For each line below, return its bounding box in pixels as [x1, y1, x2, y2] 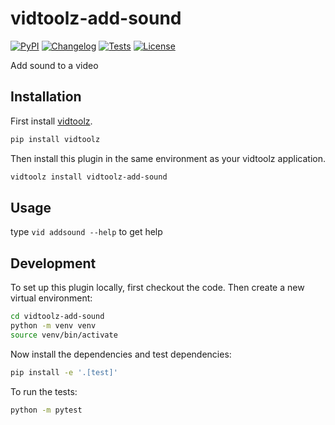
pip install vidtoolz [10, 134, 101, 144]
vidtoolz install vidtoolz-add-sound [10, 172, 168, 182]
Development [10, 255, 97, 272]
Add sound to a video [10, 59, 99, 71]
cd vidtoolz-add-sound [10, 312, 105, 322]
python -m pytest [10, 405, 83, 415]
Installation [10, 88, 82, 106]
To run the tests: [10, 385, 78, 397]
